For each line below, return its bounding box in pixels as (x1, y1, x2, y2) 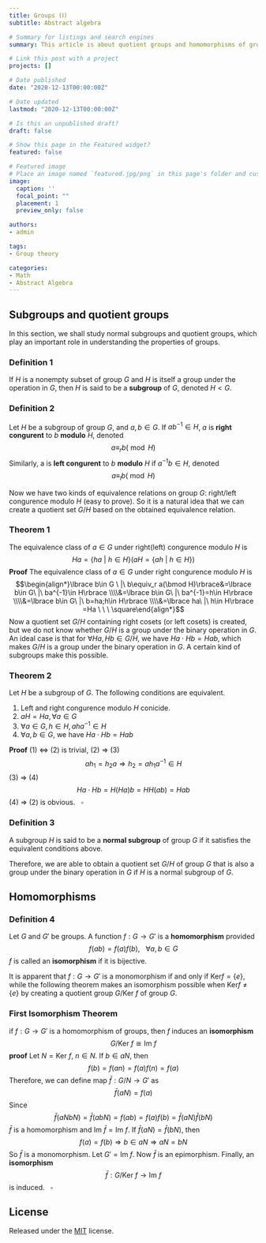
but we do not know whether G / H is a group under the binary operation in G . (9, 625, 257, 635)
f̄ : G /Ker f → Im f (105, 1170, 162, 1180)
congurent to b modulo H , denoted (9, 431, 125, 440)
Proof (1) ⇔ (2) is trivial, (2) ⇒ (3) (9, 745, 120, 754)
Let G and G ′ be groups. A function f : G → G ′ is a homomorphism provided (9, 932, 255, 942)
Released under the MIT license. (9, 1226, 114, 1236)
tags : (9, 242, 27, 250)
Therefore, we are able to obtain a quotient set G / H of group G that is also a (9, 859, 255, 868)
